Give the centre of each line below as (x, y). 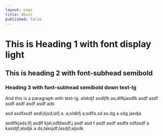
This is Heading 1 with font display (78, 44)
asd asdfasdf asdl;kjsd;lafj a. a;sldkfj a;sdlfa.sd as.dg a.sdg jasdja (73, 113)
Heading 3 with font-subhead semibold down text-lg (71, 87)
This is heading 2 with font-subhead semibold (79, 73)
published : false (23, 19)
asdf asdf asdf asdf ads (30, 104)
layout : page (19, 10)
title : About (19, 15)
